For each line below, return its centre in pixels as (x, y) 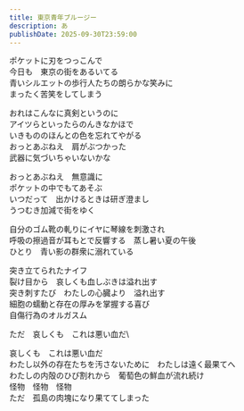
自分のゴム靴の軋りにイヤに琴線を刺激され (87, 230)
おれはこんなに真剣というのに (64, 113)
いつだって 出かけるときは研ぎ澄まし (79, 199)
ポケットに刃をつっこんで (56, 61)
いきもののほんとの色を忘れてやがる (76, 136)
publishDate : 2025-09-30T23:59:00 (73, 34)
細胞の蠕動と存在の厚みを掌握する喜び (79, 304)
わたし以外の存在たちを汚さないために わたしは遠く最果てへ (122, 365)
